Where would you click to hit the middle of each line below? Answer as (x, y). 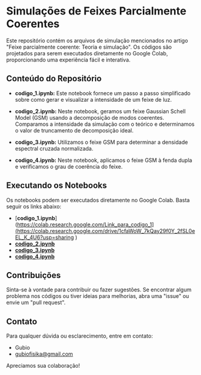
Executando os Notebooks (57, 186)
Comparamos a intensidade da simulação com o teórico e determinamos (105, 124)
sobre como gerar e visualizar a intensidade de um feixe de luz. (93, 99)
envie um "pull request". (36, 303)
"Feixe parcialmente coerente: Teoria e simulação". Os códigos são (89, 47)
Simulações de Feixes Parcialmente (96, 11)
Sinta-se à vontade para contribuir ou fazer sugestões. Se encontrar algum (99, 290)
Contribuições (34, 275)
